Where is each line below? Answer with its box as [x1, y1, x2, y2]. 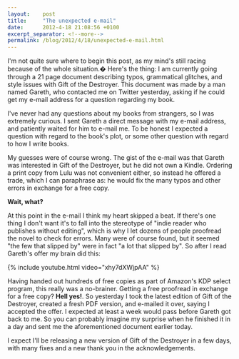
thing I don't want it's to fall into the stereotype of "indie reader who [7, 219, 207, 228]
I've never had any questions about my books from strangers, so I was [7, 109, 215, 118]
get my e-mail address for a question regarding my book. [7, 96, 176, 104]
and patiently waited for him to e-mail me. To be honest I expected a [7, 124, 208, 133]
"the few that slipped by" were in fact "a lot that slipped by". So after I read [7, 242, 227, 251]
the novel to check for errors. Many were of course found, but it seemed [7, 234, 220, 243]
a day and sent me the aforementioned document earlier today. [7, 323, 193, 331]
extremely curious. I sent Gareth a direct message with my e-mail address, [7, 117, 226, 126]
